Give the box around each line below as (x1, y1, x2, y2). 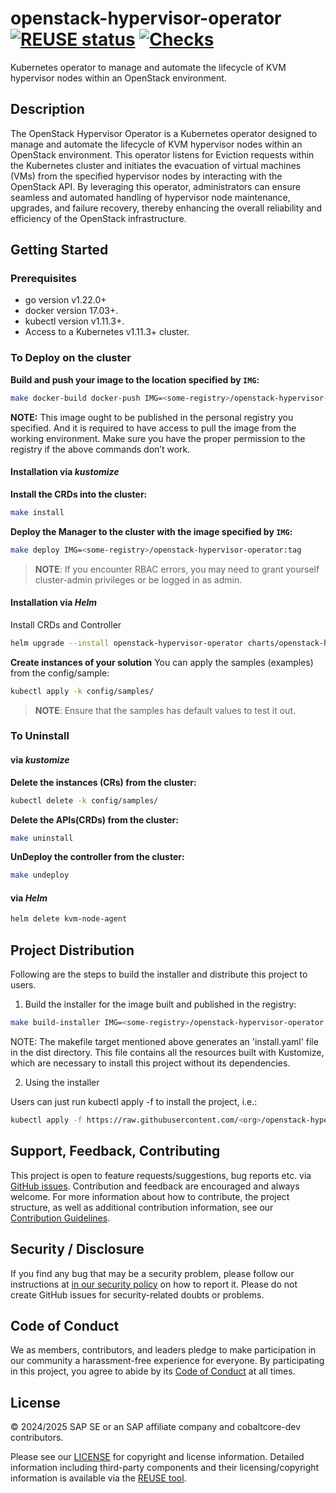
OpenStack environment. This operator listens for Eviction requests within (10, 148, 315, 161)
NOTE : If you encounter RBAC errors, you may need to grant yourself (34, 563, 320, 575)
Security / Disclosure (10, 1241, 145, 1258)
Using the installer (24, 1077, 100, 1089)
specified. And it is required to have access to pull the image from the (10, 422, 297, 434)
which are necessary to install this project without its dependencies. (10, 1057, 291, 1069)
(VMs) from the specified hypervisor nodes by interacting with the (10, 170, 283, 182)
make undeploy (10, 870, 70, 881)
